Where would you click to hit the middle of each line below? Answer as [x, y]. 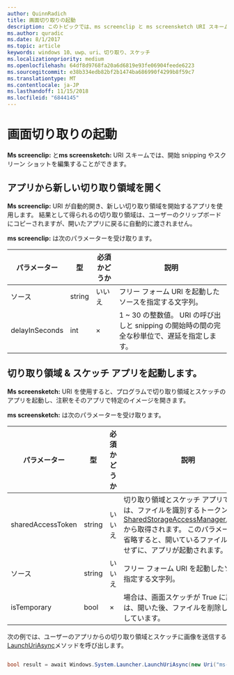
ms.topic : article [34, 46]
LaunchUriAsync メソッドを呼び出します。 [67, 645]
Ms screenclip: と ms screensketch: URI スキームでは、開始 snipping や [111, 155]
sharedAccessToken [44, 525]
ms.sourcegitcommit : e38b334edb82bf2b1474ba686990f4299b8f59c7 [101, 72]
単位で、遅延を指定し [175, 336]
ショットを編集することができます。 [78, 164]
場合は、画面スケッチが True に [175, 597]
